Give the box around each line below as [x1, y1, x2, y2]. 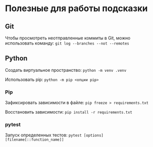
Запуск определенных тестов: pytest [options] [5, 132, 103, 138]
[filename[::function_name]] [5, 137, 64, 142]
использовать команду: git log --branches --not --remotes [5, 40, 130, 46]
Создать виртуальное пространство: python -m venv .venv [5, 67, 127, 73]
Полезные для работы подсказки [5, 3, 148, 14]
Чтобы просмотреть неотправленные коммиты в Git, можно [5, 35, 131, 41]
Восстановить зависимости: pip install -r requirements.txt [5, 109, 133, 115]
